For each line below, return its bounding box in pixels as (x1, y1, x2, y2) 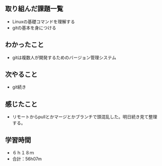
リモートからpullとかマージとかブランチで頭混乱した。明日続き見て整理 (12, 114, 158, 120)
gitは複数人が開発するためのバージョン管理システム (12, 55, 116, 60)
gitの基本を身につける (12, 25, 56, 30)
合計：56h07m (12, 156, 42, 162)
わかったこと (5, 41, 44, 49)
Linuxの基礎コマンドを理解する (12, 19, 75, 25)
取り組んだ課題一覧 (5, 4, 63, 13)
